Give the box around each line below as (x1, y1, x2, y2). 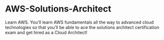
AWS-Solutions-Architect (5, 3, 112, 14)
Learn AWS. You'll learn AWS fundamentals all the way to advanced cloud (5, 19, 154, 25)
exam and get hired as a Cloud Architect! (5, 29, 88, 35)
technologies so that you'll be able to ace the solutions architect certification (5, 24, 160, 30)
